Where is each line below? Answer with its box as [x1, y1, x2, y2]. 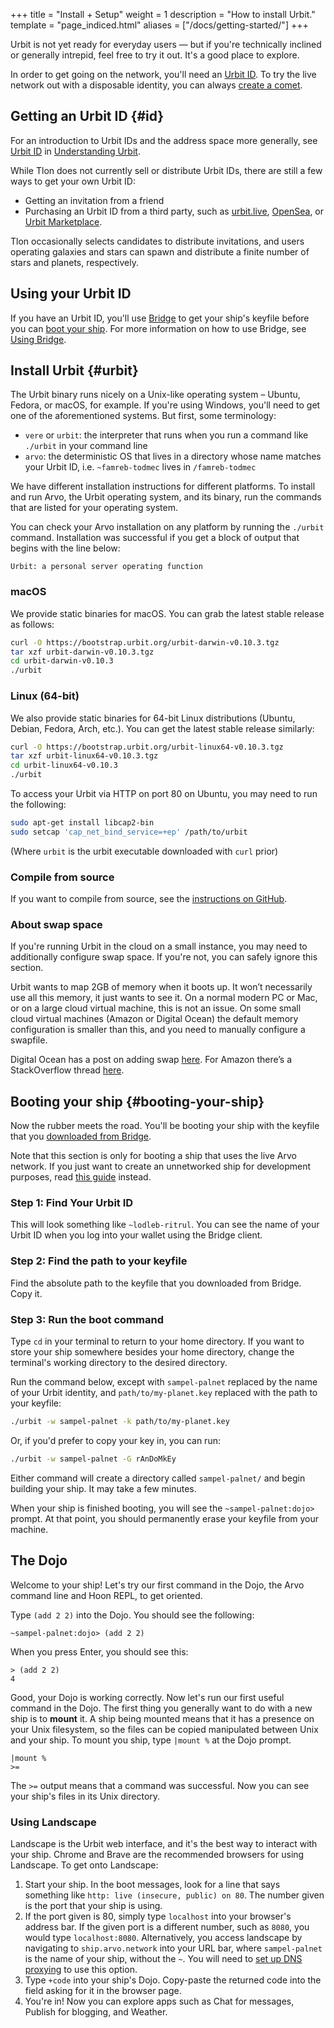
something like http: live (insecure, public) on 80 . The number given [24, 1889, 325, 1901]
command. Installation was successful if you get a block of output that [10, 532, 300, 544]
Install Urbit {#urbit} [10, 362, 139, 379]
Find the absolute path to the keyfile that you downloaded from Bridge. [10, 1277, 302, 1289]
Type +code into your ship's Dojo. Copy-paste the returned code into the [24, 1974, 322, 1986]
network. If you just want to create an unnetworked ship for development [10, 1160, 312, 1173]
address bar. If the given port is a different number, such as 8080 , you [24, 1920, 310, 1933]
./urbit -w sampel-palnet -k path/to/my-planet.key [10, 1417, 230, 1427]
